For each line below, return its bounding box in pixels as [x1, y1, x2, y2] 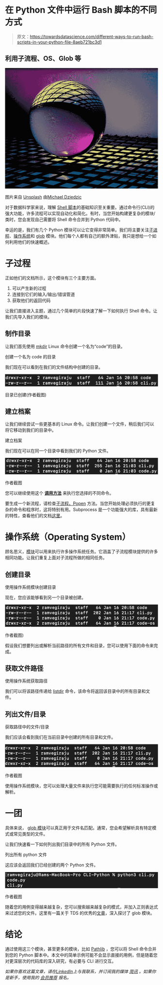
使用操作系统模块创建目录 [5, 584, 56, 590]
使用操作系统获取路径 [5, 678, 48, 684]
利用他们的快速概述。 [9, 239, 52, 245]
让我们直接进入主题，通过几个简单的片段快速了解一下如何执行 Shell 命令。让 [5, 308, 158, 314]
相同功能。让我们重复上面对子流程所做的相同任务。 [5, 555, 107, 560]
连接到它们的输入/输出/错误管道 [12, 291, 75, 297]
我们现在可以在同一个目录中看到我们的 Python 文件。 [5, 448, 111, 454]
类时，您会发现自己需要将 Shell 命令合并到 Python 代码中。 [5, 216, 123, 222]
